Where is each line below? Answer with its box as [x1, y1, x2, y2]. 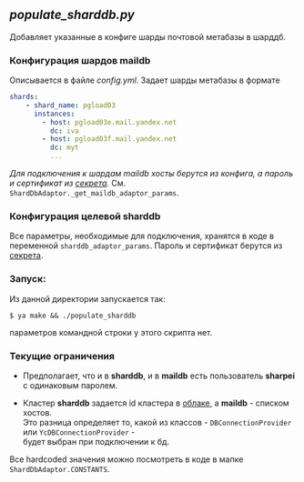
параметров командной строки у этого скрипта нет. [9, 326, 213, 337]
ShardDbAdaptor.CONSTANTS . [9, 464, 110, 474]
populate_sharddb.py [9, 7, 135, 23]
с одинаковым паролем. [22, 380, 118, 390]
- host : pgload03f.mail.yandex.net [42, 135, 177, 144]
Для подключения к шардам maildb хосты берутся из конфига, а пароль [9, 168, 294, 179]
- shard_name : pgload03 [25, 100, 117, 110]
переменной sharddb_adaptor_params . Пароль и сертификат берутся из [9, 240, 283, 251]
